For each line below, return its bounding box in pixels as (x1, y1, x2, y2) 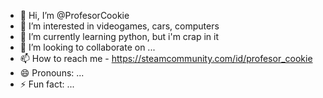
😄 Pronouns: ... (19, 67, 85, 79)
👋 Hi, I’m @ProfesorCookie (19, 10, 130, 21)
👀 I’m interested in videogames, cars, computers (19, 20, 220, 32)
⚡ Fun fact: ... (19, 78, 75, 90)
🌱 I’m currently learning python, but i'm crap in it (19, 31, 220, 42)
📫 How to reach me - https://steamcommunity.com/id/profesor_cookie (19, 53, 313, 64)
